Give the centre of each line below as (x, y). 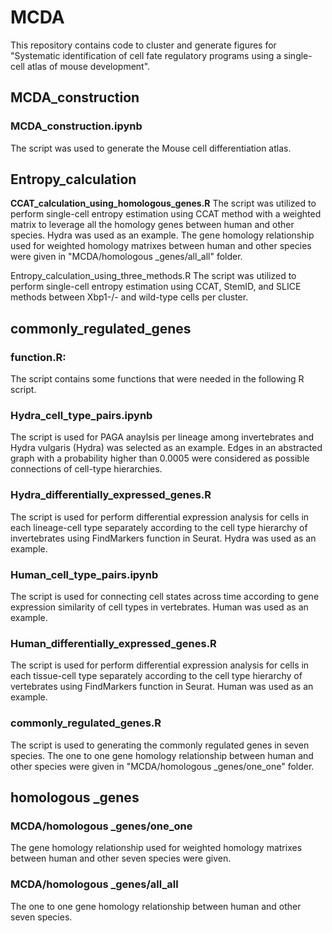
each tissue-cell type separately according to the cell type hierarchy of (156, 676)
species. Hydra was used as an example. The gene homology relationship (162, 235)
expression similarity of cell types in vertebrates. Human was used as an (159, 607)
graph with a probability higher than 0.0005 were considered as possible (160, 458)
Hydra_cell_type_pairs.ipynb (81, 416)
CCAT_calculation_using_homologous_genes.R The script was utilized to (163, 203)
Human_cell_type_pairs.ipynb (84, 574)
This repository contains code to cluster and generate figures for (143, 45)
